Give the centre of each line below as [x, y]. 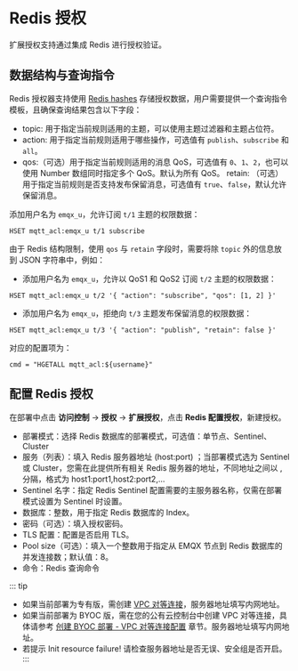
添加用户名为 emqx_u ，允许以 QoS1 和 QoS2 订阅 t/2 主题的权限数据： [149, 279]
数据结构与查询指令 [62, 75]
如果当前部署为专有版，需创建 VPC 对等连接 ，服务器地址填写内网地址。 [153, 604]
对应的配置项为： [40, 347]
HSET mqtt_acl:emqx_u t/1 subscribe [77, 231]
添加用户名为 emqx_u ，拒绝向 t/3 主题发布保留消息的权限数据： [137, 313]
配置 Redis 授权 [51, 394]
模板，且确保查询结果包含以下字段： [76, 109]
